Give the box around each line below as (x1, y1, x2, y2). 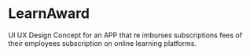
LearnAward (8, 5, 90, 23)
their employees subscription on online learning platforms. (8, 38, 197, 47)
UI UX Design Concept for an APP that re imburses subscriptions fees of (8, 30, 242, 40)
